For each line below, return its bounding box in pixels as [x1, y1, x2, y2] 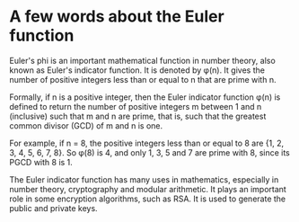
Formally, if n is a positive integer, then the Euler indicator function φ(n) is [9, 92, 281, 102]
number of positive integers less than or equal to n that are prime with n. [9, 74, 277, 84]
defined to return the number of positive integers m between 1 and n [9, 101, 262, 111]
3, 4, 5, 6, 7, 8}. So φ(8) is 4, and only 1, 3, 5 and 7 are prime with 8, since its [9, 147, 290, 158]
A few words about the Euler [9, 6, 224, 27]
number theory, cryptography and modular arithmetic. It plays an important [9, 183, 287, 194]
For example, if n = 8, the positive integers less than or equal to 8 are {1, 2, [9, 138, 285, 148]
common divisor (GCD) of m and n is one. [9, 120, 163, 131]
